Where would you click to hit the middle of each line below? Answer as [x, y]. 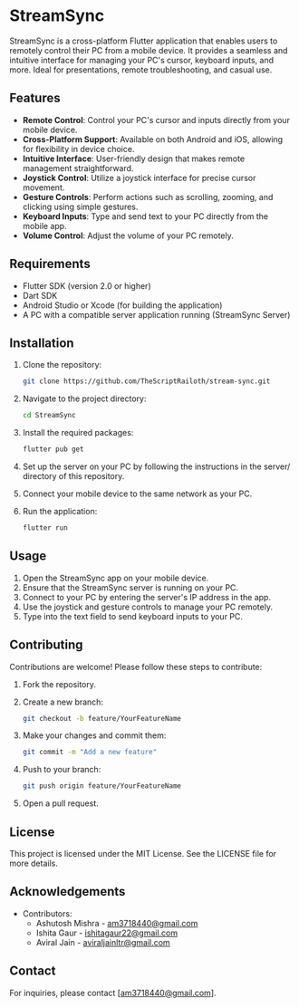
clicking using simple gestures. [80, 206]
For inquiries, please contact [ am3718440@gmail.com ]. [113, 993]
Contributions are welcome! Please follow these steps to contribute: [136, 667]
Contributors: [47, 913]
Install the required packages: [78, 433]
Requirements [50, 264]
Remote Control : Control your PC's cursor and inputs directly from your [156, 120]
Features [35, 98]
